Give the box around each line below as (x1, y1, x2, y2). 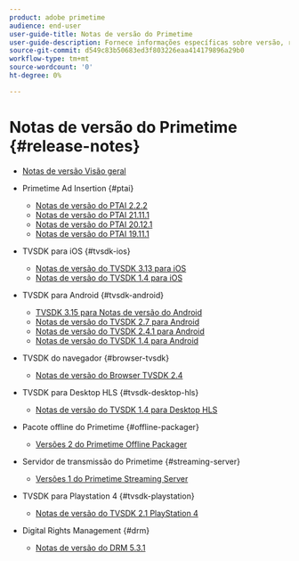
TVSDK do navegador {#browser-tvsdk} (21, 353, 170, 363)
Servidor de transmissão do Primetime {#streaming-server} (21, 456, 240, 467)
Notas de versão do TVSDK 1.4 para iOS (35, 272, 183, 283)
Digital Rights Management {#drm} (21, 524, 149, 535)
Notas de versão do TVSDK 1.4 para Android (35, 335, 198, 346)
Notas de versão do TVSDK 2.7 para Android (35, 316, 200, 327)
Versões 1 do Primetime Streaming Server (35, 473, 189, 484)
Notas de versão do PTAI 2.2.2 (35, 199, 149, 210)
